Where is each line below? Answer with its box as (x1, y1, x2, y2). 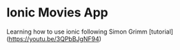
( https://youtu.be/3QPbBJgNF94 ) (6, 34, 101, 42)
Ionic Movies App (6, 5, 108, 21)
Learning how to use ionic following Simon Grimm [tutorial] (6, 27, 174, 36)
